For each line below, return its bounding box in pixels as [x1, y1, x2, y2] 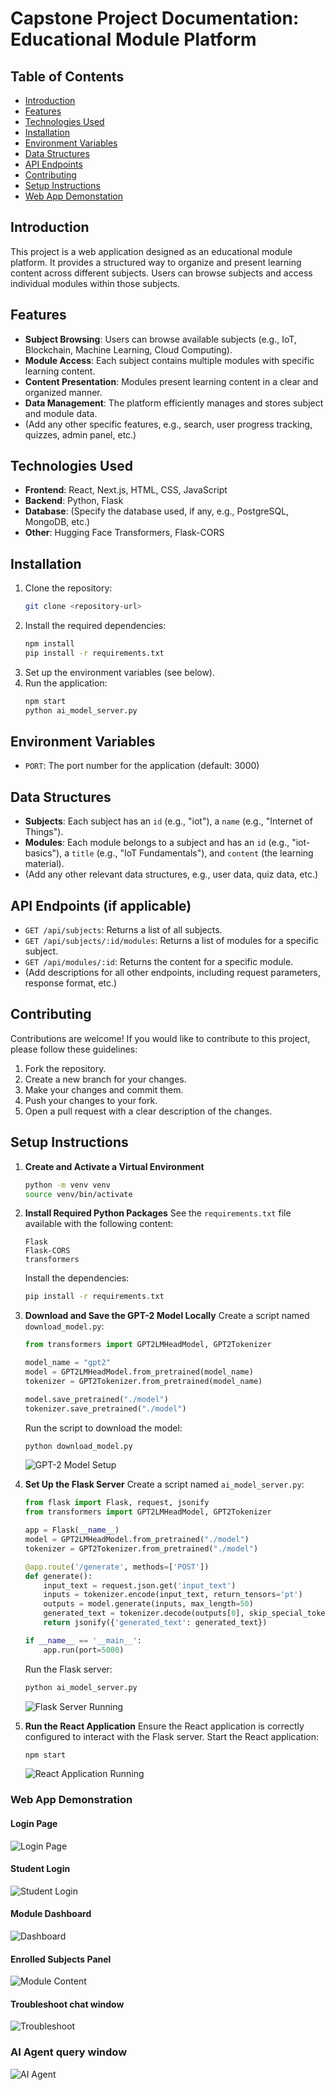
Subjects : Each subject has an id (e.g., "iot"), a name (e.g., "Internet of [24, 815, 313, 827]
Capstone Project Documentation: [10, 7, 300, 30]
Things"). [24, 826, 64, 838]
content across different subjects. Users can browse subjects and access [10, 267, 313, 279]
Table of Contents [10, 68, 125, 85]
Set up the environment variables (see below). [24, 666, 216, 678]
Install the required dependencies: [24, 620, 167, 632]
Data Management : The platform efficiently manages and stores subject [24, 397, 324, 409]
